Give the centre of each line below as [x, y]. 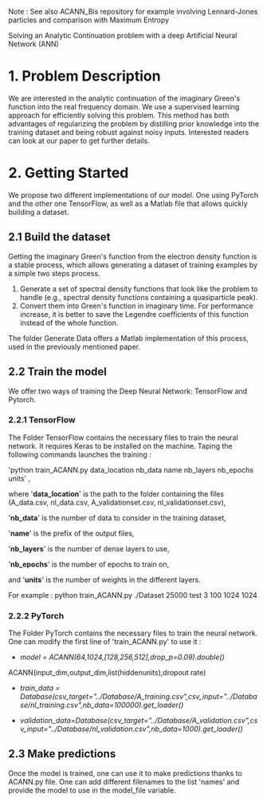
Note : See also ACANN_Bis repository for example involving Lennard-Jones [133, 12]
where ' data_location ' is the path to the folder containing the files [116, 493]
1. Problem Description [84, 76]
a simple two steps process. [55, 273]
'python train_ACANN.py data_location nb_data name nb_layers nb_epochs [131, 469]
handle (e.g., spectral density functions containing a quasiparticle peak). [139, 297]
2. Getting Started [69, 173]
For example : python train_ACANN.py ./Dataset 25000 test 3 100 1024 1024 [133, 595]
